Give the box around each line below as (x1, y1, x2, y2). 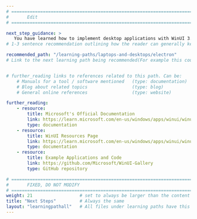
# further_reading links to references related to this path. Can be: (6, 73, 182, 79)
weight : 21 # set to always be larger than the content (6, 193, 191, 199)
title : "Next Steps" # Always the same (6, 198, 125, 204)
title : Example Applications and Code (27, 155, 122, 161)
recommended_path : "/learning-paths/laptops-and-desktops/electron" (6, 52, 177, 58)
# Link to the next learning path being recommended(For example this (6, 57, 182, 63)
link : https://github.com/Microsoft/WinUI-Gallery (27, 160, 154, 166)
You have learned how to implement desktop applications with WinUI (13, 36, 185, 42)
